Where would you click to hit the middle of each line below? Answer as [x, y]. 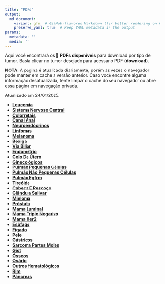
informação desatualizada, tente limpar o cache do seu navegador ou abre [81, 80]
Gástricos [22, 240]
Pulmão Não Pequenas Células [44, 172]
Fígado [19, 229]
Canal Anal [24, 120]
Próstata [21, 203]
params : [13, 32]
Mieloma [21, 198]
